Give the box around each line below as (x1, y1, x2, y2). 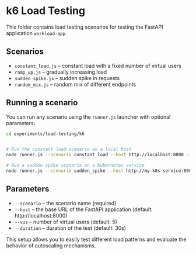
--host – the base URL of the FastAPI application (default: (14, 206, 153, 213)
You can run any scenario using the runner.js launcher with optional (6, 113, 171, 120)
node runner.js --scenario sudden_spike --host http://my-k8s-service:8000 (6, 168, 194, 174)
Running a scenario (6, 98, 78, 108)
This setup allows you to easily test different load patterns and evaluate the (6, 236, 187, 243)
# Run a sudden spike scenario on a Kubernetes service (6, 163, 145, 168)
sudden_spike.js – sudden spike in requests (14, 74, 120, 81)
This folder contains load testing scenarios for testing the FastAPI (6, 23, 163, 30)
